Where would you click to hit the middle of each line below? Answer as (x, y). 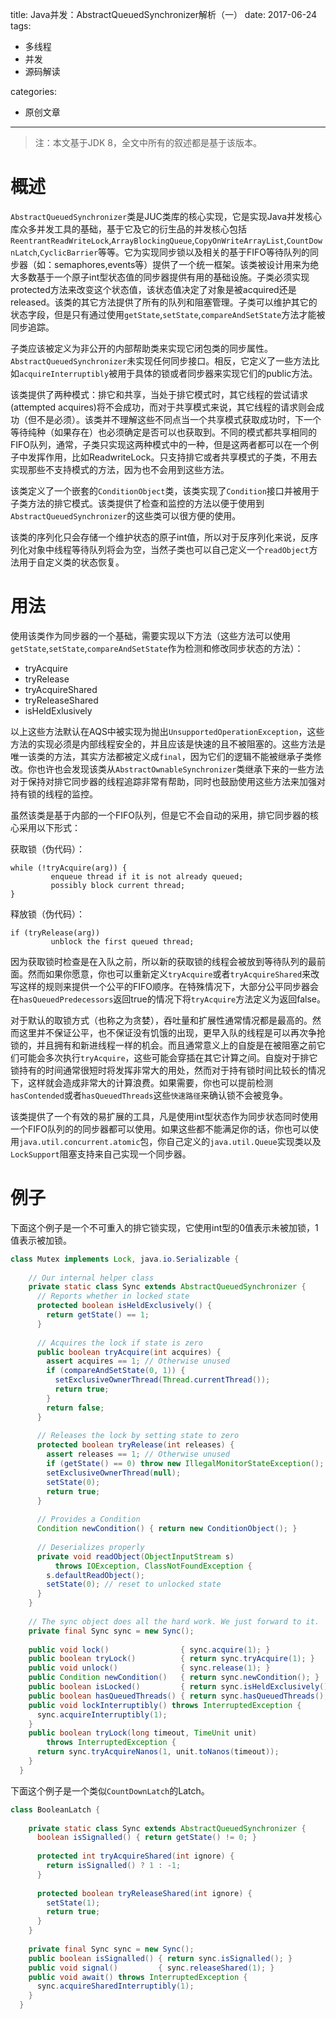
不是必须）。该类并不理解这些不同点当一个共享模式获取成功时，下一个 (179, 419)
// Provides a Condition (88, 1519)
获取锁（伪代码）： (47, 849)
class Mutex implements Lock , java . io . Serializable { (125, 1259)
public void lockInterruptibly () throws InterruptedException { (165, 1705)
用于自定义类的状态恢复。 (71, 562)
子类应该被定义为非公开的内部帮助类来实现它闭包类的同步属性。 (141, 348)
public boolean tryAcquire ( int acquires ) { (129, 1352)
